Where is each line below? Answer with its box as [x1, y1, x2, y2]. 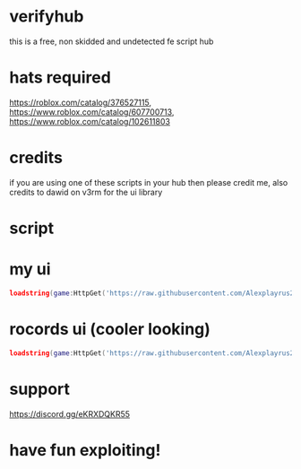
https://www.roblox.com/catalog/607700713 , [9, 106, 175, 117]
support [9, 378, 70, 399]
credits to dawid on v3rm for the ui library [9, 187, 163, 197]
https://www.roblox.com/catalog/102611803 [9, 116, 170, 126]
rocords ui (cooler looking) [9, 319, 211, 339]
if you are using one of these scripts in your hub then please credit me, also [9, 177, 288, 187]
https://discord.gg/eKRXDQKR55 [9, 408, 131, 419]
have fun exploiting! [9, 439, 161, 460]
